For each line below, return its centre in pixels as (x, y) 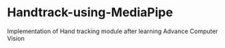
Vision (16, 38)
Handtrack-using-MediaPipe (90, 13)
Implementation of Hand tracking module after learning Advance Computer (112, 31)
